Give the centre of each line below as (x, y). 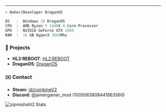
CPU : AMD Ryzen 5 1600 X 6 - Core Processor (52, 26)
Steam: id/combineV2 (35, 89)
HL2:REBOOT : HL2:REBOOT (41, 58)
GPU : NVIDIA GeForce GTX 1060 (40, 30)
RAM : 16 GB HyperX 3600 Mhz (36, 35)
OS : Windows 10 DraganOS (35, 21)
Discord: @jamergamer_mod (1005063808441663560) (68, 95)
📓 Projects (18, 48)
